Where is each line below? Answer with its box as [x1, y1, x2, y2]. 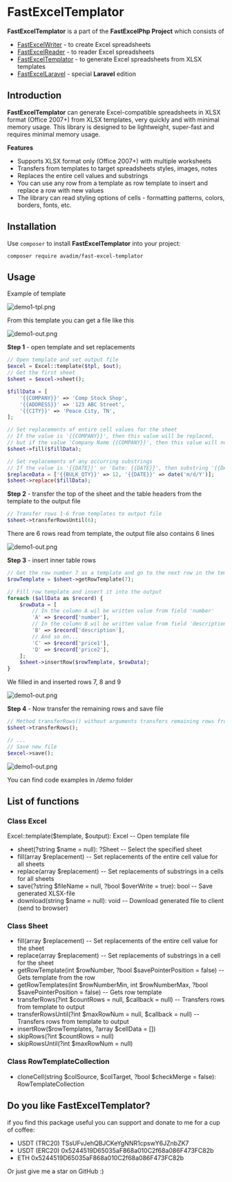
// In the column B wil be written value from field [32, 621, 187, 628]
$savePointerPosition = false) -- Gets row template [17, 988, 162, 996]
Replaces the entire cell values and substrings [17, 171, 148, 180]
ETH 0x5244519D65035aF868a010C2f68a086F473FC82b [17, 1154, 184, 1162]
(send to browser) [17, 904, 69, 912]
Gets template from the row [17, 973, 95, 982]
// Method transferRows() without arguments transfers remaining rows [7, 718, 215, 725]
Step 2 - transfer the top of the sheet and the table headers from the [7, 490, 202, 498]
